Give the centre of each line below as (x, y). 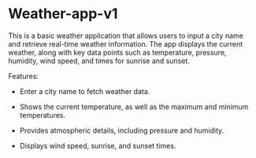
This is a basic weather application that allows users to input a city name (126, 36)
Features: (24, 76)
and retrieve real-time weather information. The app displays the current (126, 43)
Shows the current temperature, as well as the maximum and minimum (134, 107)
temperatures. (43, 115)
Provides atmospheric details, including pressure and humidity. (122, 130)
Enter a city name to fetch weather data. (85, 91)
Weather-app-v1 (63, 14)
